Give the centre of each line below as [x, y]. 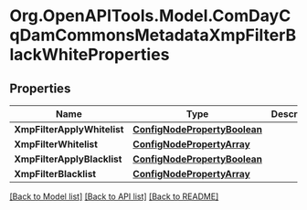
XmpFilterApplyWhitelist [69, 129]
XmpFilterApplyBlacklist [68, 159]
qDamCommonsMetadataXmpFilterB [153, 35]
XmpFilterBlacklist [55, 174]
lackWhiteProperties [90, 55]
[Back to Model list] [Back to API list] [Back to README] [114, 196]
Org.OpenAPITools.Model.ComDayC [150, 16]
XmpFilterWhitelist [56, 144]
